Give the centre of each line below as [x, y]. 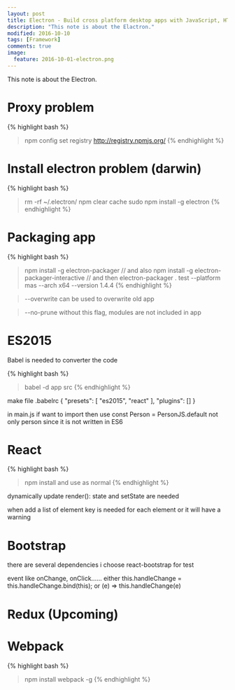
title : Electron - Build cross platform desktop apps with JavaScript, [114, 20]
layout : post [26, 14]
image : [17, 53]
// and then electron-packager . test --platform [154, 278]
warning [19, 517]
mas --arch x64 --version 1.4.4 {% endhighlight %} [98, 285]
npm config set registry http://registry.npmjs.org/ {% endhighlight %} [124, 140]
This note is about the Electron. [52, 79]
